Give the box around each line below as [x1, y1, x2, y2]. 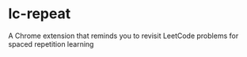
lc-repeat [8, 5, 71, 23]
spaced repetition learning [8, 39, 94, 48]
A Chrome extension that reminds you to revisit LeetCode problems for [8, 31, 239, 40]
